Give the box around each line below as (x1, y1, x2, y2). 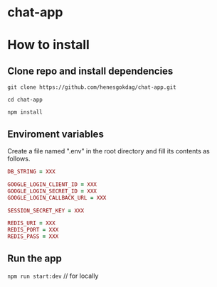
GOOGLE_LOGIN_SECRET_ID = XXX (7, 188, 97, 195)
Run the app (7, 253, 62, 265)
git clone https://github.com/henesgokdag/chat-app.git (7, 84, 176, 91)
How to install (7, 37, 90, 53)
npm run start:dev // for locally (7, 271, 99, 280)
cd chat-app (7, 97, 43, 104)
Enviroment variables (7, 128, 105, 140)
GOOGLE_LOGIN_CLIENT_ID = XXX (7, 180, 97, 188)
